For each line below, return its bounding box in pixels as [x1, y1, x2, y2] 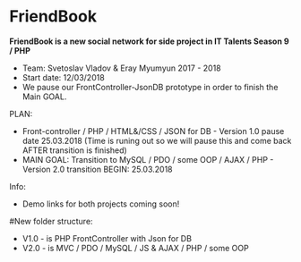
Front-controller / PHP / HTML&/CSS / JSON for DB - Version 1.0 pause [21, 125, 285, 136]
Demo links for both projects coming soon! [21, 199, 180, 209]
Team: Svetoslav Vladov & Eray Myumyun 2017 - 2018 [21, 63, 221, 73]
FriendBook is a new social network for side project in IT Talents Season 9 [9, 36, 289, 46]
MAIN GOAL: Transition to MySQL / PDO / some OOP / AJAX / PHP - [21, 154, 274, 165]
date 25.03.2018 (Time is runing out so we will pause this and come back [21, 135, 292, 146]
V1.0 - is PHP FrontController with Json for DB [21, 232, 193, 243]
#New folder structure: [9, 216, 93, 226]
